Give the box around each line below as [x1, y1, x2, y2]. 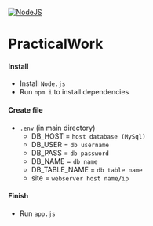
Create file [8, 105, 43, 114]
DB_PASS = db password [31, 148, 110, 157]
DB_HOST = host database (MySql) [31, 131, 147, 141]
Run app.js [19, 209, 56, 218]
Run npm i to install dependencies [19, 87, 129, 97]
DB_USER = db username [31, 139, 110, 149]
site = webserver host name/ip [31, 173, 129, 183]
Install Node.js [19, 79, 66, 88]
